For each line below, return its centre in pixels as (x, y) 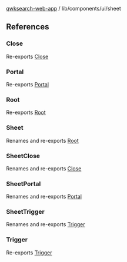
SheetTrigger (26, 212)
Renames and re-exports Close (44, 168)
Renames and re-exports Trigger (46, 224)
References (28, 27)
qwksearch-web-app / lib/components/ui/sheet (64, 9)
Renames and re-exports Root (43, 140)
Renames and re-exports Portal (44, 197)
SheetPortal (24, 183)
